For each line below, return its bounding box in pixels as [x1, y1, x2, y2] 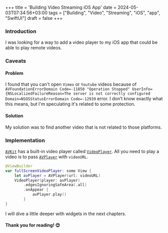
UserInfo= [132, 86, 153, 92]
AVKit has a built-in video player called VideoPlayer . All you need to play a [5, 148, 159, 154]
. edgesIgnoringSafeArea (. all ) [23, 183, 87, 188]
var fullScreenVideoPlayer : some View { [5, 168, 92, 173]
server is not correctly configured [73, 91, 151, 96]
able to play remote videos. [5, 45, 62, 51]
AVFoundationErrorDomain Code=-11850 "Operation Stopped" [5, 86, 130, 92]
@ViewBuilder [5, 163, 33, 168]
